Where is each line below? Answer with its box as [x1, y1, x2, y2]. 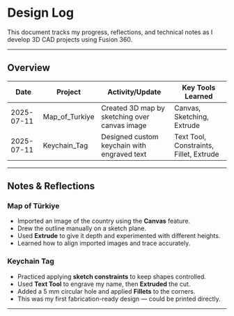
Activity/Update [107, 87, 162, 97]
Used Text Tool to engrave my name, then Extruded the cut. [17, 280, 191, 288]
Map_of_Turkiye [42, 111, 95, 121]
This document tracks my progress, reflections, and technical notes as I [7, 28, 213, 36]
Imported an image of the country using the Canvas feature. [17, 217, 190, 226]
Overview [7, 62, 51, 74]
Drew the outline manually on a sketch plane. [17, 224, 147, 232]
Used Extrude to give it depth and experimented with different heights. [17, 232, 221, 240]
